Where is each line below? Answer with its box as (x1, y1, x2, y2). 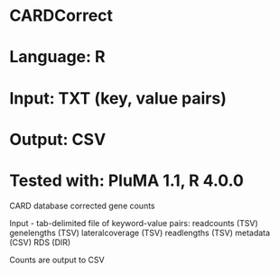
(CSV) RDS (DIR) (9, 236, 71, 248)
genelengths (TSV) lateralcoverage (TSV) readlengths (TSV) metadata (9, 227, 271, 238)
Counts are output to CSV (9, 254, 106, 265)
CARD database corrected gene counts (9, 200, 155, 211)
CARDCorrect (9, 5, 114, 26)
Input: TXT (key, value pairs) (9, 87, 228, 108)
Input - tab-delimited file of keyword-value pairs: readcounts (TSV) (9, 217, 259, 228)
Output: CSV (9, 129, 107, 150)
